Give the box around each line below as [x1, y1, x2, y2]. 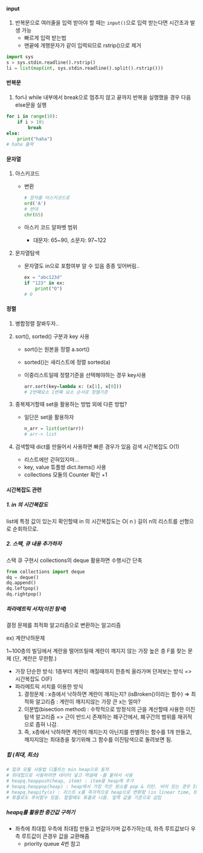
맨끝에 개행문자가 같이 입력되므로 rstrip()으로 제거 [24, 42, 141, 49]
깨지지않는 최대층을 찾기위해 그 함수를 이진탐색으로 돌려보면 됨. [24, 736, 173, 743]
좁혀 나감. [35, 721, 59, 728]
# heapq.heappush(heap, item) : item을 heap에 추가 [6, 778, 134, 784]
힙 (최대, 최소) [6, 751, 39, 758]
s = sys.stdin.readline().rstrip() [6, 59, 96, 66]
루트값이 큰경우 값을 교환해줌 [21, 832, 89, 840]
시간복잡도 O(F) [14, 675, 53, 683]
